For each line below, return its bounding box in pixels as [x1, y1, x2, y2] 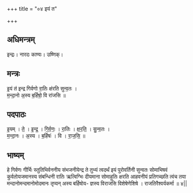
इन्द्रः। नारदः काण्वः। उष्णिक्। [7, 51, 64, 58]
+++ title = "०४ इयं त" [7, 5, 57, 12]
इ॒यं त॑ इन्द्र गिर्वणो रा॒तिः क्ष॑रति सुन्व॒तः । [7, 85, 77, 92]
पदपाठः [7, 110, 27, 120]
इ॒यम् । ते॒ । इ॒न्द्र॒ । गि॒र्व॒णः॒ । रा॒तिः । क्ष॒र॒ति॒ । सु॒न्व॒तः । [7, 125, 111, 132]
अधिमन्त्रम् [7, 34, 35, 45]
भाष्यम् [7, 150, 24, 160]
